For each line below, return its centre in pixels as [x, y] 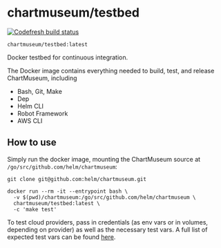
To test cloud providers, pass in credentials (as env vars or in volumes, [108, 222]
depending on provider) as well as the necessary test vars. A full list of [107, 229]
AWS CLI [30, 121]
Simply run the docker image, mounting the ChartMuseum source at [104, 159]
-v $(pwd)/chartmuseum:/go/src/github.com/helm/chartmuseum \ [105, 197]
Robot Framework [42, 113]
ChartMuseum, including [42, 78]
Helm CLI [30, 106]
